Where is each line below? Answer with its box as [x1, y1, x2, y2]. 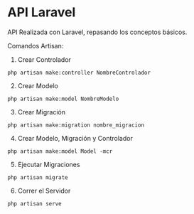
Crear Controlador [17, 55, 71, 64]
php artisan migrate [7, 173, 69, 181]
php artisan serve [7, 200, 62, 207]
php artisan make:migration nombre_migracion [7, 122, 144, 129]
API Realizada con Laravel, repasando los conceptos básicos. [7, 28, 188, 36]
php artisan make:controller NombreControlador [7, 69, 151, 76]
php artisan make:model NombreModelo [7, 95, 119, 102]
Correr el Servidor [17, 186, 71, 195]
